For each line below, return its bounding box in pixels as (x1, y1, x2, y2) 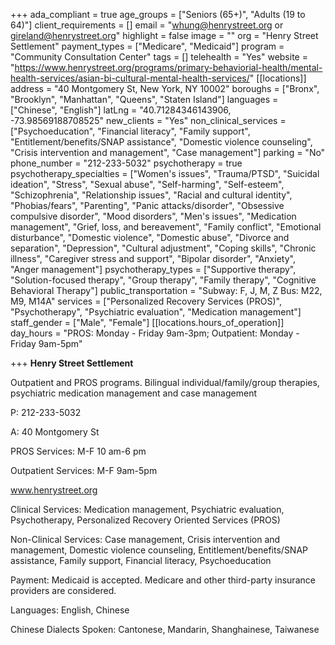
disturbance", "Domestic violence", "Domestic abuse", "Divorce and (10, 232, 290, 243)
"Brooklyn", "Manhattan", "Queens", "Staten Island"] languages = (10, 94, 279, 105)
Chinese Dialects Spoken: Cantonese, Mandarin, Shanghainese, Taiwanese (10, 624, 320, 635)
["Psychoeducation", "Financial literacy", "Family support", (10, 125, 251, 137)
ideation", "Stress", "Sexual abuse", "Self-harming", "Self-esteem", (10, 179, 285, 190)
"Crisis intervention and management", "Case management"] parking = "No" (10, 147, 326, 158)
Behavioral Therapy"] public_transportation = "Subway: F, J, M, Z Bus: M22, (10, 285, 323, 296)
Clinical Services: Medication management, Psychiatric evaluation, (10, 504, 285, 515)
